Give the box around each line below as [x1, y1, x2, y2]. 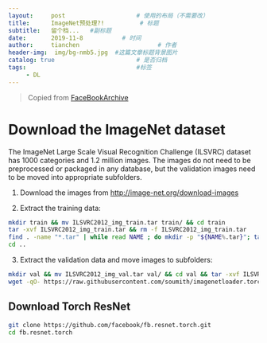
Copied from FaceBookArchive [27, 92, 129, 102]
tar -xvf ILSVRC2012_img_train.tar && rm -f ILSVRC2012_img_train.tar [8, 226, 247, 234]
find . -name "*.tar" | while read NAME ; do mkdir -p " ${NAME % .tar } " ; [8, 233, 251, 241]
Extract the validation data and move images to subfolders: [19, 255, 213, 265]
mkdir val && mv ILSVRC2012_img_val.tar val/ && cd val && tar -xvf [8, 271, 240, 279]
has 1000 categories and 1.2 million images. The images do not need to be [8, 155, 252, 165]
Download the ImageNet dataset [8, 120, 226, 138]
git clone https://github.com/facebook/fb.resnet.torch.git [8, 321, 212, 329]
